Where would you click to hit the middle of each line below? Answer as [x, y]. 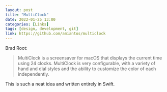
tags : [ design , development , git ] [42, 29]
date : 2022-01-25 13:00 [31, 19]
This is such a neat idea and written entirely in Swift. [60, 84]
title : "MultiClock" [27, 15]
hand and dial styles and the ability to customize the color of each [87, 69]
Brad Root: [17, 48]
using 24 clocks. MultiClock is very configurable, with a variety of [87, 63]
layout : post [19, 10]
